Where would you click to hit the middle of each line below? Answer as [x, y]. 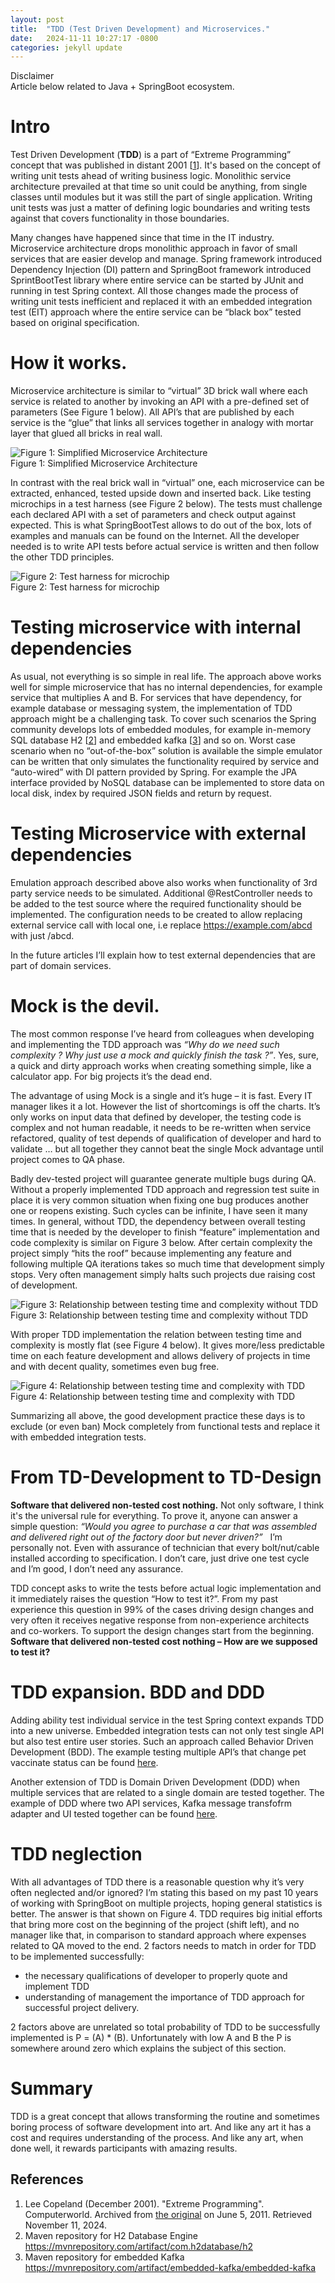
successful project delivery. [82, 2007]
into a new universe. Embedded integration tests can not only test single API [167, 1730]
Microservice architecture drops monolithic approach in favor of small [154, 248]
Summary [51, 2088]
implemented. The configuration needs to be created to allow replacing [156, 914]
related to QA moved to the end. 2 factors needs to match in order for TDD [163, 1945]
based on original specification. [75, 323]
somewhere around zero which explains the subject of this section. [148, 2048]
